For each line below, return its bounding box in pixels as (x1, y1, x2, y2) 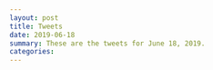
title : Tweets (9, 22, 64, 31)
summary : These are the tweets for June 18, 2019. (9, 38, 206, 48)
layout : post (9, 13, 59, 23)
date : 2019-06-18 (9, 30, 76, 39)
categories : (9, 47, 55, 56)
